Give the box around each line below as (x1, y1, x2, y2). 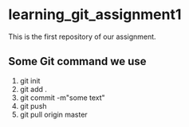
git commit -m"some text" (19, 93, 105, 102)
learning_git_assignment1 (8, 6, 182, 24)
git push (19, 101, 47, 110)
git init (19, 75, 41, 85)
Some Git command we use (8, 55, 147, 68)
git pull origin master (19, 110, 88, 119)
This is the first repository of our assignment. (8, 32, 157, 41)
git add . (19, 84, 48, 94)
